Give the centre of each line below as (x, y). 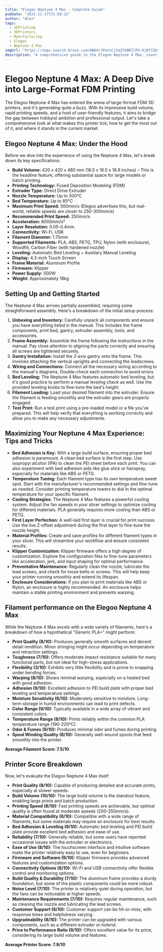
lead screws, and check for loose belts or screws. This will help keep (81, 571)
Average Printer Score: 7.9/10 (35, 945)
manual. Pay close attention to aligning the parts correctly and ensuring (83, 346)
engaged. (22, 403)
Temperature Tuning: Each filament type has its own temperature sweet (84, 478)
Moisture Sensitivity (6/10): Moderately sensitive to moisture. (74, 698)
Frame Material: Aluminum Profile (46, 263)
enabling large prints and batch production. (55, 801)
